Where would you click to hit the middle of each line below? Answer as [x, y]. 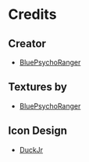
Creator [27, 44]
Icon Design [38, 131]
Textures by [38, 87]
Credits [32, 15]
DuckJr [31, 149]
